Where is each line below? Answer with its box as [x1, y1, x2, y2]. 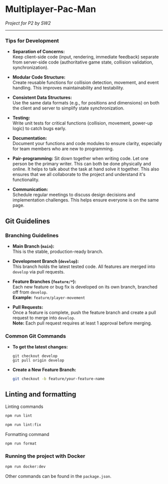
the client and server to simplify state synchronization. [12, 105, 124, 111]
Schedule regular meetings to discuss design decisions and [12, 191, 135, 198]
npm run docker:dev [5, 464, 46, 469]
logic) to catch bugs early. [12, 125, 66, 131]
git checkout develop [12, 353, 57, 358]
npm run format [5, 441, 37, 446]
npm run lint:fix [5, 422, 41, 427]
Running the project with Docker [5, 452, 85, 459]
